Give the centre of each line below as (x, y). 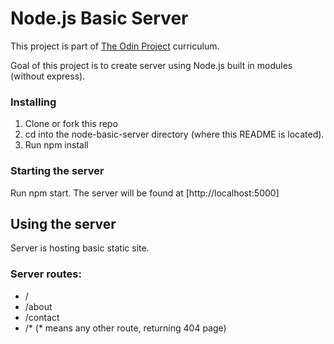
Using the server (63, 223)
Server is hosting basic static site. (80, 248)
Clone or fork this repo (71, 124)
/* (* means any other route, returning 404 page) (125, 328)
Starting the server (57, 171)
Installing (33, 102)
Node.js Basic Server (99, 18)
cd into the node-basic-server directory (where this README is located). (174, 134)
